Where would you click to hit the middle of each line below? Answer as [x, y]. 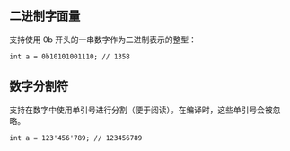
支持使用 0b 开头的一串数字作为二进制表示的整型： [103, 40]
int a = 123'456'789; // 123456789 [76, 138]
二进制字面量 [45, 16]
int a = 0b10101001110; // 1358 [70, 57]
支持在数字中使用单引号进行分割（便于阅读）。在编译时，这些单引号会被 [141, 110]
